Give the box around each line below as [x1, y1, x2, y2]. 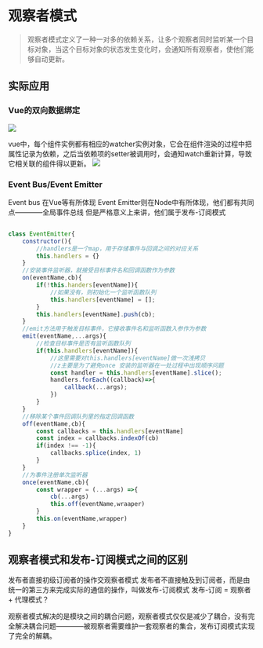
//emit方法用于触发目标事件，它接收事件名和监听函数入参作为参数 [22, 325, 207, 333]
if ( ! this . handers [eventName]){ [36, 281, 139, 289]
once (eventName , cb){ [22, 478, 89, 486]
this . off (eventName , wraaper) [49, 500, 146, 508]
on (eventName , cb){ [22, 274, 82, 282]
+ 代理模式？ [8, 595, 49, 605]
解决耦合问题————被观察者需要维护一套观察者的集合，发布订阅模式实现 [14, 621, 255, 631]
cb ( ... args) [49, 492, 89, 501]
